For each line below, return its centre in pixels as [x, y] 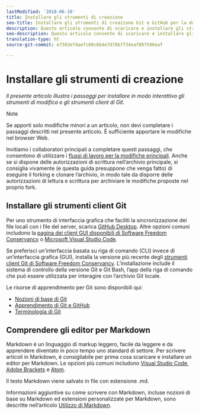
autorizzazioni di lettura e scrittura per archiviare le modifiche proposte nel [97, 181]
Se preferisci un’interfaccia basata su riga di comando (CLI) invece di [90, 251]
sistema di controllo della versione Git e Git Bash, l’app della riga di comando [99, 269]
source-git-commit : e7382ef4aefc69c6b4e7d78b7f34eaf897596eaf [84, 45]
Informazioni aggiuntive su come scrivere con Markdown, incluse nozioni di [98, 393]
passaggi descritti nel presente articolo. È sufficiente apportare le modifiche [99, 131]
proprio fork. [22, 187]
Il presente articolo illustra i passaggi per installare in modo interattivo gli [95, 96]
